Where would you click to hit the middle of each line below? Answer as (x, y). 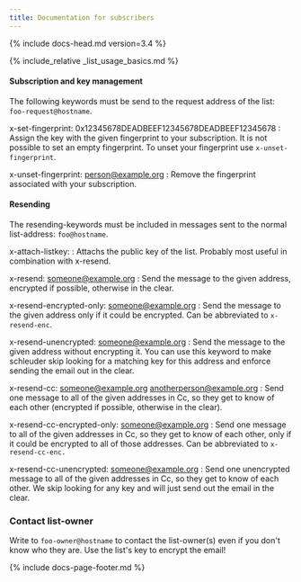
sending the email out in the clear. (72, 371)
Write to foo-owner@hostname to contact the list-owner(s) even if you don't (145, 541)
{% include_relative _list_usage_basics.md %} (94, 60)
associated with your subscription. (73, 184)
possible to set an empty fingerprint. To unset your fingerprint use (132, 147)
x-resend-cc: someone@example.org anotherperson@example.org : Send (147, 389)
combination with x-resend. (60, 261)
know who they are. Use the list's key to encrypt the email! (118, 551)
